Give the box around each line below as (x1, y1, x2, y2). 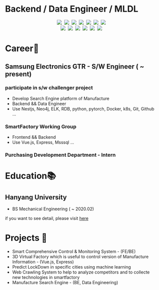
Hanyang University (5, 193, 67, 201)
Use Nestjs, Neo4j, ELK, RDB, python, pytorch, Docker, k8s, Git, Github (12, 106, 155, 111)
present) (5, 70, 32, 78)
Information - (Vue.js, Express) (12, 259, 74, 265)
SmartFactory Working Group (5, 123, 77, 130)
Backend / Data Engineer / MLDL (5, 3, 139, 15)
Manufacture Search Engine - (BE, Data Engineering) (12, 279, 119, 285)
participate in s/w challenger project (5, 84, 93, 91)
